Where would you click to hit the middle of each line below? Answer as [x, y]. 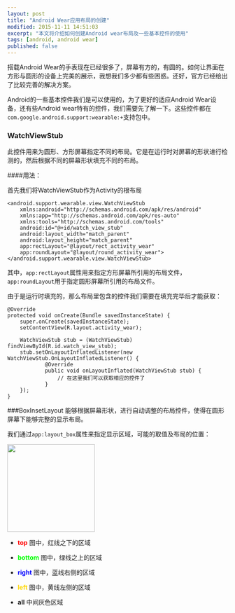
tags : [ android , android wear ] [53, 40]
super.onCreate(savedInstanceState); [75, 322]
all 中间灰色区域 [40, 602]
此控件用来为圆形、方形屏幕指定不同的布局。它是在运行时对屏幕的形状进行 [114, 152]
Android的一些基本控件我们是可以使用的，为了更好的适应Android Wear [109, 99]
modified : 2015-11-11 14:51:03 [53, 27]
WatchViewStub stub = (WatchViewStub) [76, 340]
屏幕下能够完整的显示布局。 [47, 419]
